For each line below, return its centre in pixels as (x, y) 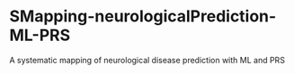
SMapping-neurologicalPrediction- (143, 16)
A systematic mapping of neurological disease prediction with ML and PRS (147, 60)
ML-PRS (40, 35)
